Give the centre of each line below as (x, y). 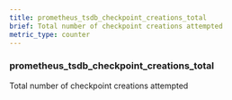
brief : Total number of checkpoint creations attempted (116, 26)
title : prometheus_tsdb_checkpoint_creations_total (108, 18)
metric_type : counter (50, 34)
